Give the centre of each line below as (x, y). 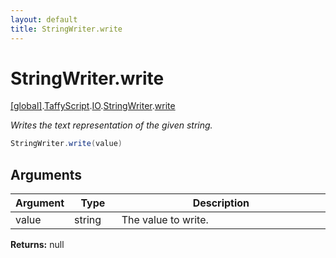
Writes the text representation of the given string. (111, 125)
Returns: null (37, 245)
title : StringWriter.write (66, 29)
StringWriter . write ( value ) (66, 144)
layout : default (44, 19)
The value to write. (165, 220)
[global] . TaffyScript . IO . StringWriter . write (93, 106)
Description (221, 203)
